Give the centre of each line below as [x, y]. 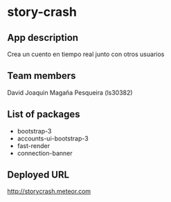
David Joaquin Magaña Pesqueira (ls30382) [70, 92]
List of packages [44, 114]
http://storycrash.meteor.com [49, 192]
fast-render [34, 145]
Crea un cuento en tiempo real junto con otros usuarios [86, 54]
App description [43, 38]
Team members [42, 76]
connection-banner [45, 153]
